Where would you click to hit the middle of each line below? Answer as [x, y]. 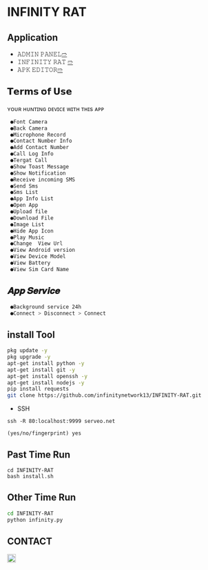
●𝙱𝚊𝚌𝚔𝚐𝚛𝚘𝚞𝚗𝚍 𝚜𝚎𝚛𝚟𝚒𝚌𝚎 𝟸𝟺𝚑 [45, 307]
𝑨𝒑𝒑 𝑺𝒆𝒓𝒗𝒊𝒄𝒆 [34, 291]
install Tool [31, 334]
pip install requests [38, 389]
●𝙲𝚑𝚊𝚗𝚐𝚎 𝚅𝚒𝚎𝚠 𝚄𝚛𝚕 [37, 244]
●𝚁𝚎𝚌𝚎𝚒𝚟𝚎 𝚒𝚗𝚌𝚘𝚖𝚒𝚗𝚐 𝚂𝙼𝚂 [43, 179]
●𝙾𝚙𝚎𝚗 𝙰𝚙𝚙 [24, 205]
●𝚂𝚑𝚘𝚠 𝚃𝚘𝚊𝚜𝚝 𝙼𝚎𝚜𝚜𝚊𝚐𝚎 [40, 166]
